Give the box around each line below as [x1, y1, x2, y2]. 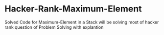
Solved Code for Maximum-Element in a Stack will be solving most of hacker [4, 19, 159, 25]
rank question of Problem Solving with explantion [4, 24, 104, 30]
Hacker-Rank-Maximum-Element [4, 3, 142, 14]
